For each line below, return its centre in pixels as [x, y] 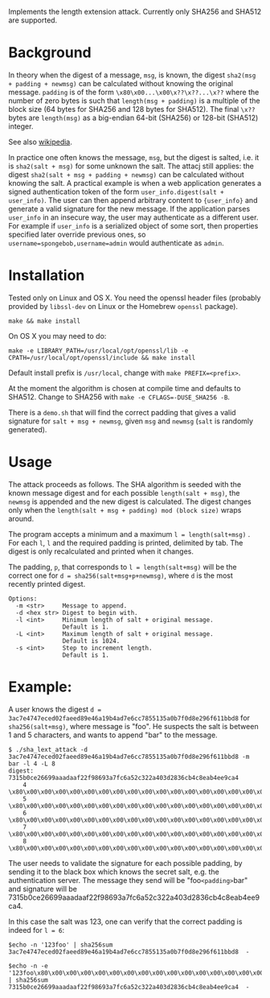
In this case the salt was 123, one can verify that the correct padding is [125, 922]
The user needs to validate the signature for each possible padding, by [125, 863]
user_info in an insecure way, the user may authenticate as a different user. [133, 217]
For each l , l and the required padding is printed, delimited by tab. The [126, 542]
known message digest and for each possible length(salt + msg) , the [124, 493]
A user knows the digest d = [55, 709]
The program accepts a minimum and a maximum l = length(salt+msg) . [129, 534]
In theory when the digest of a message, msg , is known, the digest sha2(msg [132, 75]
